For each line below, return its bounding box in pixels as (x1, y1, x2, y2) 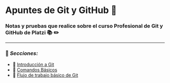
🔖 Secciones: (5, 50, 38, 57)
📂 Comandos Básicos (12, 66, 57, 72)
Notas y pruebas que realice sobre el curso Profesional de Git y (5, 23, 163, 30)
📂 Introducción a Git (12, 61, 55, 67)
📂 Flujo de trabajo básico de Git (12, 72, 78, 78)
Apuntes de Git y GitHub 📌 (5, 5, 117, 16)
